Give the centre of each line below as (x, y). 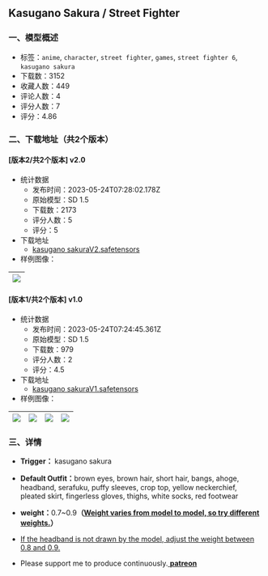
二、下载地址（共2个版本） (61, 139)
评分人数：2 (52, 360)
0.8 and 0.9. (40, 548)
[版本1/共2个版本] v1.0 (46, 299)
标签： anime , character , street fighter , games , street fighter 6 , (129, 57)
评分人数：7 (40, 106)
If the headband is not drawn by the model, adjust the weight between (137, 539)
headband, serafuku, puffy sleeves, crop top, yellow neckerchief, (128, 488)
